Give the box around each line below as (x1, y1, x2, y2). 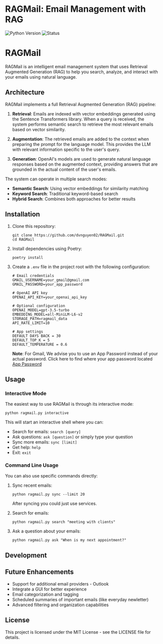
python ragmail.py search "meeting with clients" (12, 520, 116, 525)
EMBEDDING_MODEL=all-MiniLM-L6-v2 (12, 312, 83, 317)
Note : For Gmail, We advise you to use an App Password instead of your (12, 350, 158, 357)
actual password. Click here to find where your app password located (12, 356, 153, 362)
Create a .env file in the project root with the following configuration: (12, 264, 150, 270)
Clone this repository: (12, 223, 56, 229)
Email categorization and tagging (12, 591, 79, 597)
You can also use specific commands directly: (5, 473, 98, 479)
